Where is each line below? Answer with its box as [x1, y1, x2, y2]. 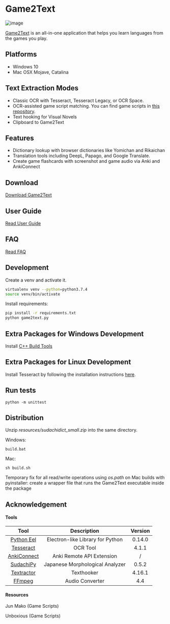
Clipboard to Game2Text [12, 119, 65, 125]
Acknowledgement [5, 500, 67, 509]
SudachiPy [10, 561, 37, 568]
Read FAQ [5, 248, 26, 255]
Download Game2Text [5, 192, 52, 198]
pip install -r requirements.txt [5, 311, 76, 316]
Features [5, 134, 34, 142]
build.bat [5, 447, 26, 452]
